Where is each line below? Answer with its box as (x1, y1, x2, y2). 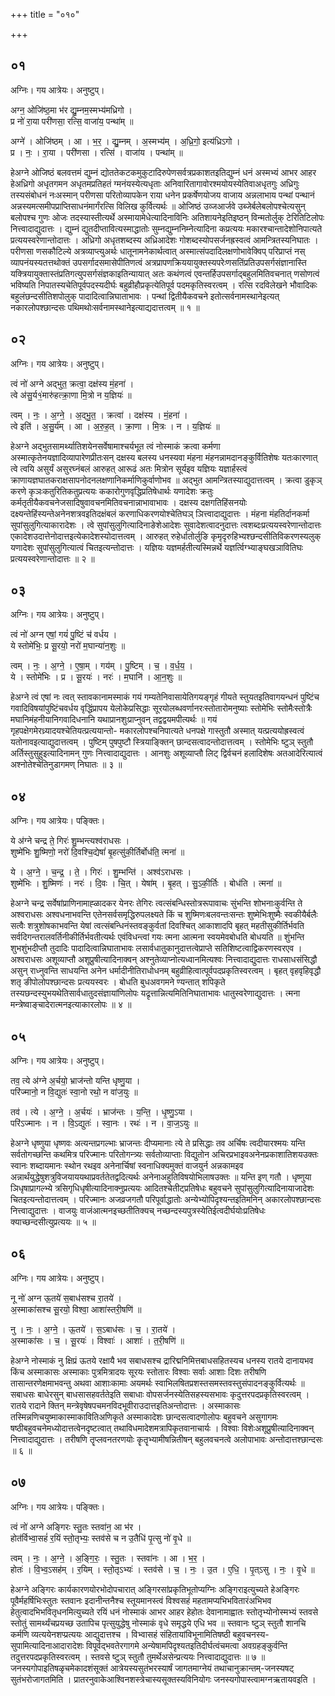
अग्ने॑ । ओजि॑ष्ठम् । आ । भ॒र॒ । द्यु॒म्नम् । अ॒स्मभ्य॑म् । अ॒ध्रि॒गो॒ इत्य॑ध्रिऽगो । (10, 135, 241, 147)
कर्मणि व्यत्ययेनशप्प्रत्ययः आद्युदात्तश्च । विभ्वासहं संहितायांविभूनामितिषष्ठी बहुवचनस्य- (10, 1628, 270, 1640)
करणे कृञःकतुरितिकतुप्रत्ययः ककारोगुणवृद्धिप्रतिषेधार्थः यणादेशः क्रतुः (10, 485, 214, 497)
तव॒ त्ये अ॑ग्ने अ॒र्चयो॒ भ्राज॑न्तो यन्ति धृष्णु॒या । (10, 1075, 141, 1087)
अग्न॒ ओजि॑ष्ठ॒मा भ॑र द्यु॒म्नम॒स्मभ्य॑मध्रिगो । (10, 104, 133, 116)
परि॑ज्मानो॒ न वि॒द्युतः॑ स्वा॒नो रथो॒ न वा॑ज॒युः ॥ (10, 1086, 138, 1098)
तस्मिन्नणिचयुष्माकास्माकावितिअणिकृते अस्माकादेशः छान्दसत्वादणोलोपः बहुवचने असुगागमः (10, 1410, 279, 1423)
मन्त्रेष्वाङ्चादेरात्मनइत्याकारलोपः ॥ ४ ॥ (10, 999, 132, 1011)
